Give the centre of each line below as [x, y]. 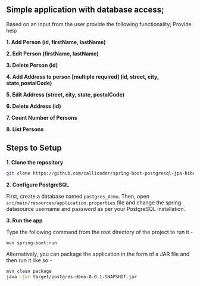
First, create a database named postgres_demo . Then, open [78, 196]
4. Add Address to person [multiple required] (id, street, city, [82, 76]
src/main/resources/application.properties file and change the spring [94, 203]
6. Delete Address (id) [34, 106]
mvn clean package [29, 271]
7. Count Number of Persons [42, 117]
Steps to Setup [34, 148]
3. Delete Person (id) [32, 65]
